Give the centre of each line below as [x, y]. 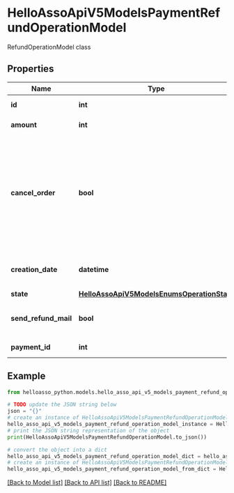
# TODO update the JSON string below [62, 405]
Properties [31, 69]
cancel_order [33, 192]
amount [24, 125]
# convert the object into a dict [57, 450]
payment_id [31, 347]
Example [26, 376]
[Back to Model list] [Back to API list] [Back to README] [87, 483]
